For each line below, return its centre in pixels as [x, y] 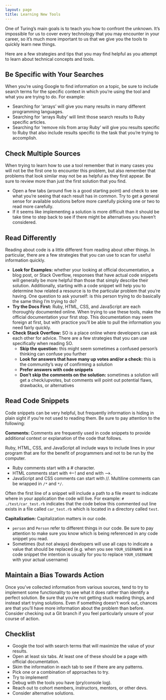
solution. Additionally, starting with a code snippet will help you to [79, 285]
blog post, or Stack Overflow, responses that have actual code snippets [85, 275]
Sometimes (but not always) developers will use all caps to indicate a [83, 544]
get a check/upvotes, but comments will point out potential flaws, [86, 380]
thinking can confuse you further [53, 353]
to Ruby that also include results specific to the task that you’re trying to [85, 133]
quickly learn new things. [31, 44]
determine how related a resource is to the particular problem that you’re [86, 291]
